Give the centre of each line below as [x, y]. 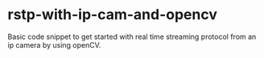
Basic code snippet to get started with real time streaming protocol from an [132, 37]
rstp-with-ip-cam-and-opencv [113, 15]
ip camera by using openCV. [54, 44]
